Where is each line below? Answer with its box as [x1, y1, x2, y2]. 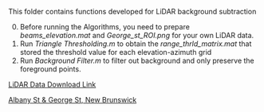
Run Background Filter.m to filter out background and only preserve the [19, 56, 255, 65]
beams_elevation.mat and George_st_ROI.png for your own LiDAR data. [19, 31, 254, 40]
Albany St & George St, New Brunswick [8, 95, 137, 104]
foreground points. [19, 64, 81, 74]
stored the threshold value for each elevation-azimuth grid [19, 48, 212, 56]
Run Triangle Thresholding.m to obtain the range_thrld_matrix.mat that [19, 39, 252, 48]
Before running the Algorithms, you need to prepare [19, 22, 190, 31]
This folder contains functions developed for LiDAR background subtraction [8, 7, 257, 16]
